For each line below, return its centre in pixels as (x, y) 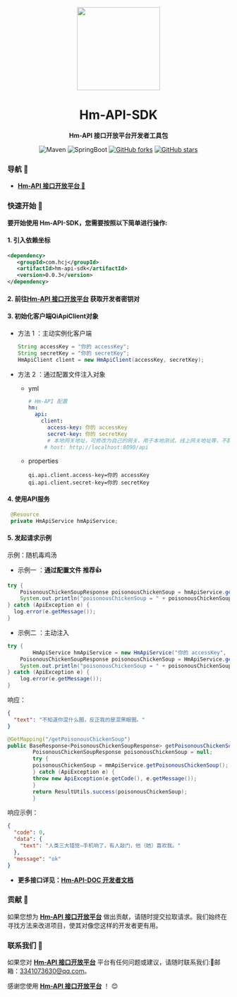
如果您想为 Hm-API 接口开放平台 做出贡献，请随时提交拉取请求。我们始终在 (117, 916)
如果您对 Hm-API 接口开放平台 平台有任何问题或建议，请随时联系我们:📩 (111, 962)
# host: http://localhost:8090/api (96, 447)
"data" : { (28, 839)
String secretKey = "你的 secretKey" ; (73, 353)
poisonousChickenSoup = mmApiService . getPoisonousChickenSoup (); (131, 766)
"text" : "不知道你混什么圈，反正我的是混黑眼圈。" (79, 720)
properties (43, 461)
